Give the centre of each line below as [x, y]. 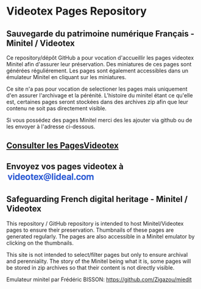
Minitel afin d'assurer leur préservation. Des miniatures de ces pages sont [99, 64]
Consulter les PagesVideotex [62, 146]
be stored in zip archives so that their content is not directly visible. [90, 267]
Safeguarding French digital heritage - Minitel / [97, 199]
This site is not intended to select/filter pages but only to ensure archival [97, 254]
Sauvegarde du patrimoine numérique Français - [100, 34]
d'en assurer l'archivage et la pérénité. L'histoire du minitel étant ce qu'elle [100, 95]
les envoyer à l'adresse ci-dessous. [51, 127]
